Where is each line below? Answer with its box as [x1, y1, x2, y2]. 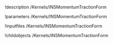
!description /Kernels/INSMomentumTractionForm [4, 4, 107, 10]
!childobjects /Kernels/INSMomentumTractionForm [4, 33, 109, 38]
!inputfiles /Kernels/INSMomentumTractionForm [4, 23, 103, 29]
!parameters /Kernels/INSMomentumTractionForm [4, 14, 108, 19]
